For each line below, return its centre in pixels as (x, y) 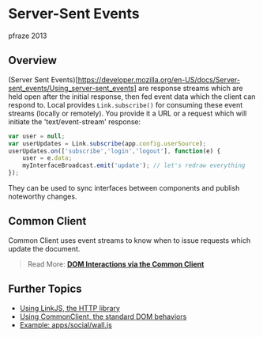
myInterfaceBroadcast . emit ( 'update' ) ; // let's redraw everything (134, 166)
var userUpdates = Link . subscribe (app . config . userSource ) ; (107, 143)
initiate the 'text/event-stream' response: (75, 121)
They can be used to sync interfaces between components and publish (124, 188)
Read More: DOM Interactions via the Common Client (116, 264)
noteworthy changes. (43, 196)
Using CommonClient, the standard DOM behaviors (103, 316)
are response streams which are (190, 88)
